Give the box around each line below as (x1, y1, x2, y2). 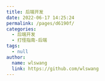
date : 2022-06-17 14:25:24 (6, 15, 75, 21)
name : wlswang (12, 60, 47, 66)
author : (6, 54, 26, 60)
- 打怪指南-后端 (12, 37, 47, 43)
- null (12, 49, 29, 55)
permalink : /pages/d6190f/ (6, 20, 75, 26)
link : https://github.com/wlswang (12, 65, 99, 72)
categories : (6, 26, 36, 32)
